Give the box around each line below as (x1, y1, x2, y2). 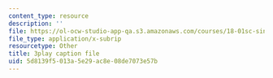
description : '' (8, 19, 63, 28)
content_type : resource (8, 11, 89, 20)
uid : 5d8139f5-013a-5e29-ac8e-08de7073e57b (8, 58, 158, 66)
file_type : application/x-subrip (8, 34, 122, 43)
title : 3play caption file (8, 50, 100, 58)
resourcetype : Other (8, 42, 79, 50)
